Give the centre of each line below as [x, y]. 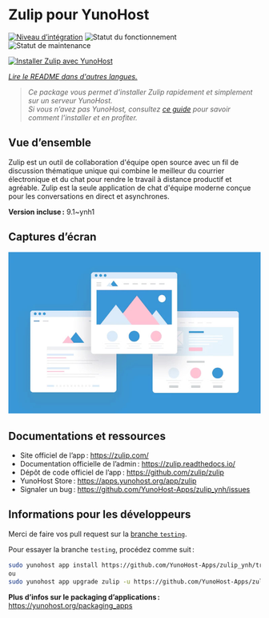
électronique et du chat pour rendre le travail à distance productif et [120, 179]
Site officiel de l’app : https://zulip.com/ [84, 455]
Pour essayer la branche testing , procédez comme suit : [101, 549]
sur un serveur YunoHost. [70, 100]
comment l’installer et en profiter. [82, 117]
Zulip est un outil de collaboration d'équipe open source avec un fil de [123, 162]
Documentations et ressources [87, 436]
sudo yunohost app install [53, 565]
